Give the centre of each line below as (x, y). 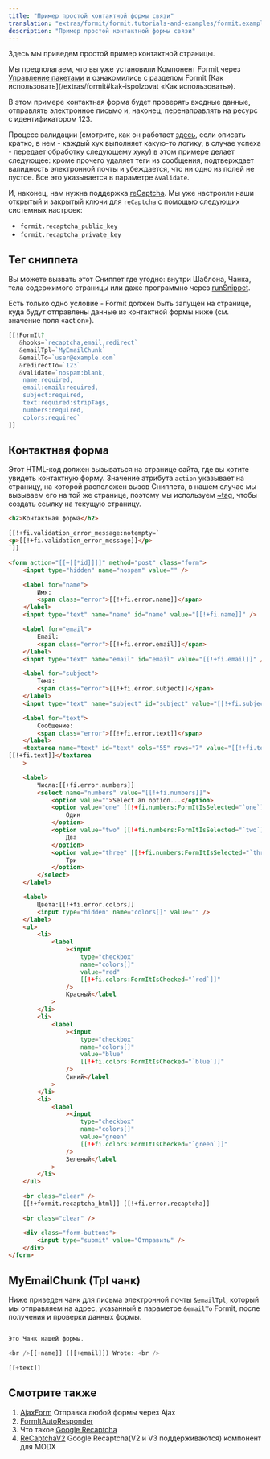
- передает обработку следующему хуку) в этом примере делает (122, 152)
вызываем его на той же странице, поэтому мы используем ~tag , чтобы (133, 495)
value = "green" (104, 1137)
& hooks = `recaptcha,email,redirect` (78, 343)
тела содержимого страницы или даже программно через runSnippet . (129, 288)
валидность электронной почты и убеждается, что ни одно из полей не (131, 169)
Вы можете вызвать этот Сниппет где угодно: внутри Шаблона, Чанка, (130, 280)
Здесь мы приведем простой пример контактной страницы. (112, 54)
